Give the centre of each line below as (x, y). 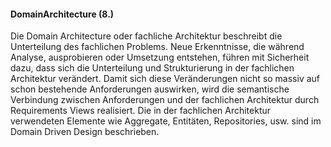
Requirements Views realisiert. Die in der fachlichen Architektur (141, 111)
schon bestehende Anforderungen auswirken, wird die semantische (150, 89)
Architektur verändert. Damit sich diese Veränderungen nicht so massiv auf (165, 79)
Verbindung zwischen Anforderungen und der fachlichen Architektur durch (165, 100)
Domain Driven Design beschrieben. (85, 132)
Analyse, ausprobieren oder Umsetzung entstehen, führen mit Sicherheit (160, 57)
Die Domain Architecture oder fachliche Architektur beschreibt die (146, 36)
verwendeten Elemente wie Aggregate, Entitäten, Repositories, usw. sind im (166, 121)
